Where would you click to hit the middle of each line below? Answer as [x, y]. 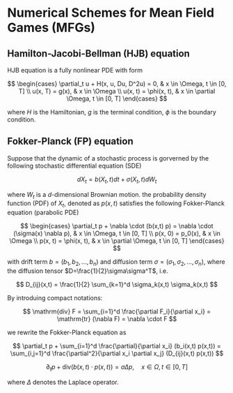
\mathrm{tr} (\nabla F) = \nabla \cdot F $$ [117, 319]
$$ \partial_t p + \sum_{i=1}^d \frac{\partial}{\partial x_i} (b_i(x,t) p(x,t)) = [117, 346]
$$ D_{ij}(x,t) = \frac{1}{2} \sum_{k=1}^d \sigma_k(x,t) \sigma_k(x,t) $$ [117, 284]
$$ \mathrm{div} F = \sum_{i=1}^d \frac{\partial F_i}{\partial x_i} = [117, 311]
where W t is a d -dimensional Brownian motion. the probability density [107, 195]
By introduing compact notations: [55, 298]
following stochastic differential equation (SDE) [74, 165]
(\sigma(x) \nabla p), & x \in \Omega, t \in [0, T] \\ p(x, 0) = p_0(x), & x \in [117, 233]
